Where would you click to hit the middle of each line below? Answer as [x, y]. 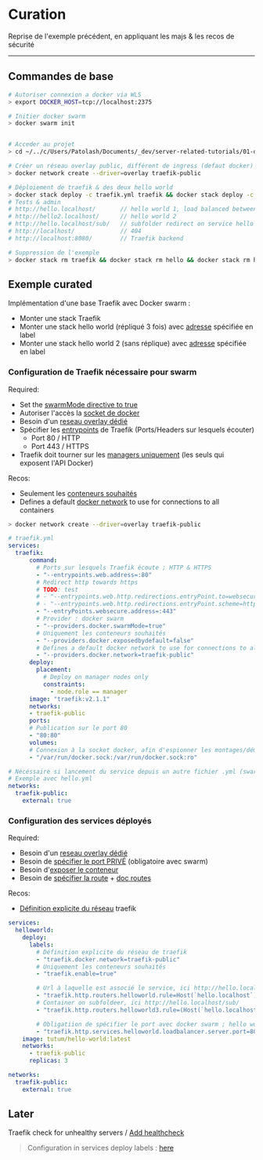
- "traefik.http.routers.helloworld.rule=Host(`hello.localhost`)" [148, 996]
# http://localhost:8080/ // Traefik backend [96, 238]
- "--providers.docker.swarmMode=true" [101, 626]
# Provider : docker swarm [80, 619]
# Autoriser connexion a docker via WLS [75, 95]
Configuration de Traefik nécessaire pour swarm [103, 372]
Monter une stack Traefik [60, 319]
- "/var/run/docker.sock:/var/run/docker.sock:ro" [113, 757]
